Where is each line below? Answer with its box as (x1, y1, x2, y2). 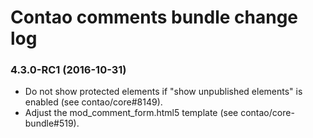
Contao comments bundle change (10, 6, 299, 29)
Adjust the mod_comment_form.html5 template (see (24, 107, 239, 119)
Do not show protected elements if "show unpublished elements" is (24, 86, 303, 98)
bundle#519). (24, 117, 80, 130)
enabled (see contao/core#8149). (24, 96, 163, 108)
